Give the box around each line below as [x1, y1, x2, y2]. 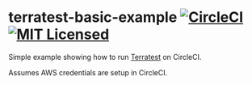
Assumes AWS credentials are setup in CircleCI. [8, 67, 168, 77]
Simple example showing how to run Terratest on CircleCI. [8, 52, 202, 62]
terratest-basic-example [8, 8, 178, 27]
